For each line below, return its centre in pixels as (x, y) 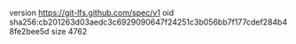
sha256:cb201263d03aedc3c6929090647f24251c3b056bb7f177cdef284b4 (148, 22)
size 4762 (69, 31)
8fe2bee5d (29, 31)
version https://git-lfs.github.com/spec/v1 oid (92, 13)
